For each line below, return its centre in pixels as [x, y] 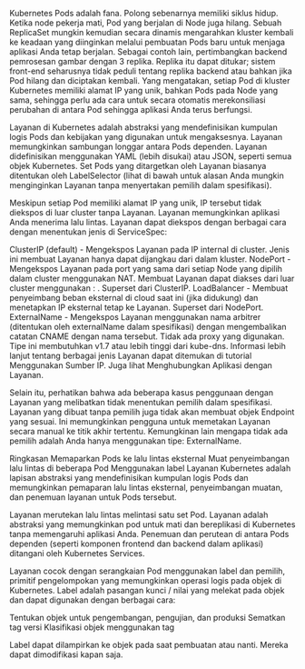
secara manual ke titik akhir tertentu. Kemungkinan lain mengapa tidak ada [149, 431]
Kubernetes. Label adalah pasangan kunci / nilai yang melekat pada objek [147, 590]
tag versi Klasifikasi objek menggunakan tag [92, 627]
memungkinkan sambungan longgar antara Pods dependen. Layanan [138, 146]
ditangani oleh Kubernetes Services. [77, 553]
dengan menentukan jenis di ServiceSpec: [89, 232]
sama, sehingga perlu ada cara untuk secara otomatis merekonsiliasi [138, 100]
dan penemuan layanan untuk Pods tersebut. [93, 497]
